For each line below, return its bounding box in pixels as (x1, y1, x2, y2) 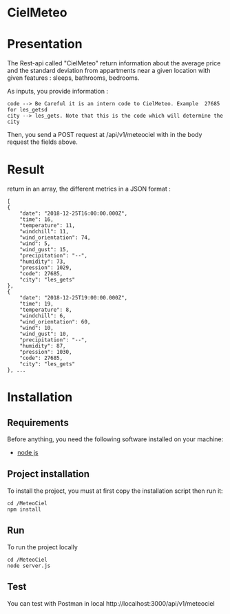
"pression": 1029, (19, 264, 72, 271)
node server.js (7, 562, 51, 569)
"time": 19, (19, 301, 54, 308)
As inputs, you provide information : (7, 87, 109, 96)
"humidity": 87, (19, 343, 67, 350)
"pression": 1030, (19, 349, 72, 356)
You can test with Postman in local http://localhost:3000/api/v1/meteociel (7, 599, 215, 607)
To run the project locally (7, 542, 78, 551)
